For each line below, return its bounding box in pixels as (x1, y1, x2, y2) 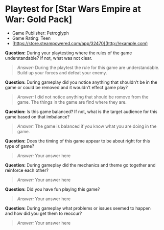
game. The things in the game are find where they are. (17, 99, 127, 105)
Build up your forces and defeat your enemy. (17, 69, 107, 75)
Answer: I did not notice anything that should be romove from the (17, 94, 149, 100)
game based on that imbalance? (5, 114, 70, 119)
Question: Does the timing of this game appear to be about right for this (5, 138, 150, 144)
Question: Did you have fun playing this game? (5, 186, 100, 192)
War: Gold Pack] (5, 14, 72, 25)
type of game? (5, 143, 34, 149)
